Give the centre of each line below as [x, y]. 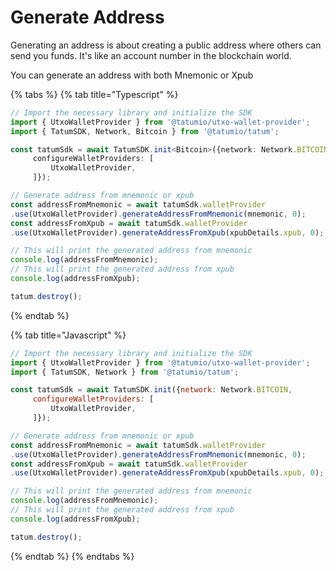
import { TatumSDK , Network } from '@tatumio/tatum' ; [125, 372]
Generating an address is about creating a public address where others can [166, 45]
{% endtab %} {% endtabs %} [72, 556]
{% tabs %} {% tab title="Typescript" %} [94, 94]
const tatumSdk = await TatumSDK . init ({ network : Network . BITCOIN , [151, 390]
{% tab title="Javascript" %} [68, 335]
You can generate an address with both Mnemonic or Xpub [132, 75]
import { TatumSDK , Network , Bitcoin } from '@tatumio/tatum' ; [145, 131]
